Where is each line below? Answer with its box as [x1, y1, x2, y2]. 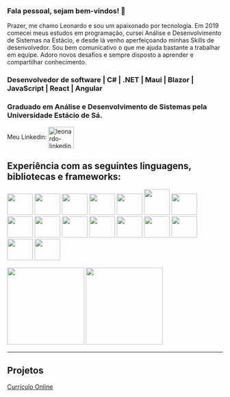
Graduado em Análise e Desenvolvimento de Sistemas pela [7, 102, 207, 112]
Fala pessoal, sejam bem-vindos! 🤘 [7, 6, 126, 16]
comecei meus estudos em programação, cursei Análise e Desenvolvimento [7, 29, 222, 37]
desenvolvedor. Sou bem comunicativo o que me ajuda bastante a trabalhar [7, 44, 220, 52]
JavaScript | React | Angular [7, 84, 103, 93]
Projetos [7, 364, 44, 376]
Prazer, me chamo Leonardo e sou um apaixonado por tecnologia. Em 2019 [7, 22, 219, 30]
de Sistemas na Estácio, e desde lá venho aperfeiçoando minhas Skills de [7, 36, 214, 44]
